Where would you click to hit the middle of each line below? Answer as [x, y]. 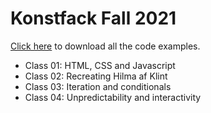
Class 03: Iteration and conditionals [98, 86]
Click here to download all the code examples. [105, 46]
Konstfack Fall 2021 [93, 18]
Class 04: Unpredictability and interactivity [113, 97]
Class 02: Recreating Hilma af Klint [96, 76]
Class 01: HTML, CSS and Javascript [100, 65]
